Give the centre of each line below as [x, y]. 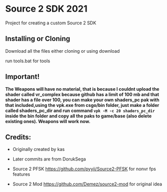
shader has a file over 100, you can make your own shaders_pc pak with [82, 100]
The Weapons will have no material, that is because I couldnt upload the [82, 89]
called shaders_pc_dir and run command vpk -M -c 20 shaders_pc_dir [80, 110]
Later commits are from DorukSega [49, 159]
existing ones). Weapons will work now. [48, 121]
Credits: [18, 137]
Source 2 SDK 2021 [46, 9]
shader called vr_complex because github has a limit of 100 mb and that [82, 94]
